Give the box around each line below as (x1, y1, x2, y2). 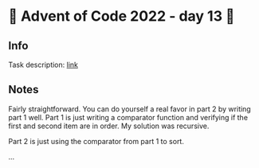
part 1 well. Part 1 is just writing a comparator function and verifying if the (8, 112, 249, 122)
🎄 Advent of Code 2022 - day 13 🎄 (8, 7, 235, 25)
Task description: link (8, 60, 78, 69)
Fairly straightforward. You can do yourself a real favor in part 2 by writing (8, 104, 251, 114)
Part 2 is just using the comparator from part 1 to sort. (8, 136, 185, 146)
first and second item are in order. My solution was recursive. (8, 121, 210, 131)
